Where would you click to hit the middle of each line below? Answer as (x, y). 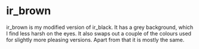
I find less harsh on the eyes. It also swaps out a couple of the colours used (99, 33)
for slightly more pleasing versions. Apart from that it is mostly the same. (95, 40)
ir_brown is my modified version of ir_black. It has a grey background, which (100, 27)
